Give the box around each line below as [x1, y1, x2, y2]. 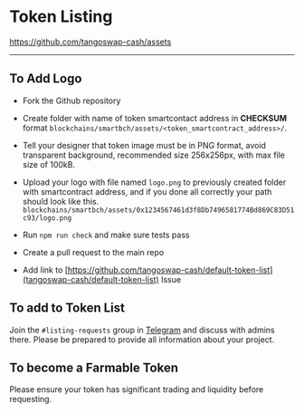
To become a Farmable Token [9, 360, 179, 375]
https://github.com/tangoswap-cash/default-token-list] [67, 264, 273, 275]
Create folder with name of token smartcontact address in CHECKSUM [22, 112, 288, 123]
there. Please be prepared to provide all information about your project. [9, 333, 275, 345]
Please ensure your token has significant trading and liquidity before [9, 384, 264, 395]
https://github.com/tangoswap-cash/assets [9, 36, 172, 47]
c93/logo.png [22, 213, 72, 223]
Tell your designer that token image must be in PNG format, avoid [22, 139, 267, 150]
